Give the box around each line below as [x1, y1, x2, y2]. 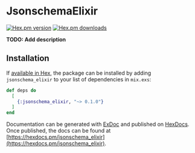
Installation [6, 53, 50, 64]
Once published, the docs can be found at [6, 127, 111, 134]
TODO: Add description [6, 36, 66, 43]
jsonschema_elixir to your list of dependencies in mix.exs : [6, 75, 152, 83]
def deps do [6, 87, 36, 93]
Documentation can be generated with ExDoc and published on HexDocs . [6, 120, 190, 128]
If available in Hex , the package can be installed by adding [6, 69, 152, 76]
